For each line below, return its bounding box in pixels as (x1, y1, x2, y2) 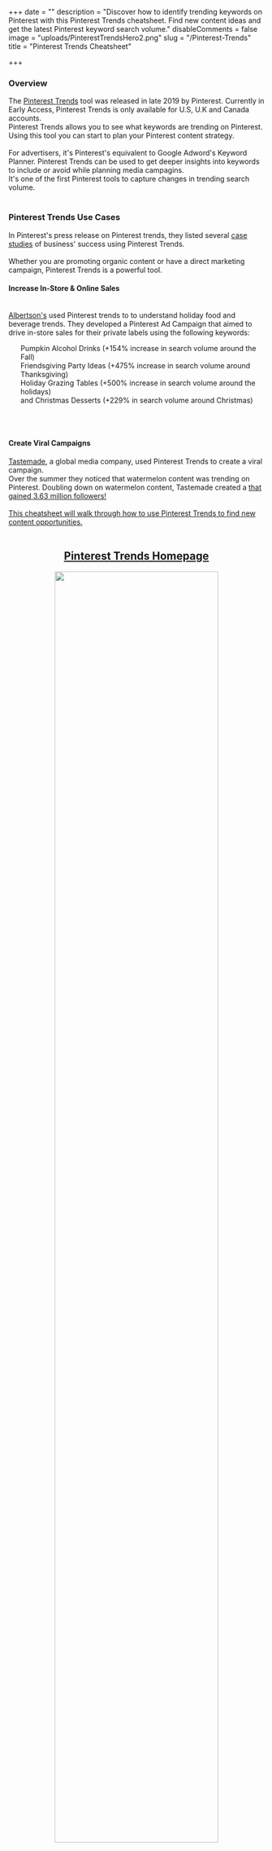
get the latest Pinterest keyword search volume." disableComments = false (8, 24, 258, 33)
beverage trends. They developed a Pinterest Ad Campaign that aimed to (8, 319, 253, 328)
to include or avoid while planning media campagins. (8, 165, 184, 175)
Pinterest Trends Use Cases (8, 212, 120, 223)
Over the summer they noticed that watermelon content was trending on (8, 474, 250, 483)
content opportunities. (8, 517, 83, 526)
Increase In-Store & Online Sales (8, 284, 120, 293)
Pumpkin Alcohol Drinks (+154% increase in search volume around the (19, 343, 257, 353)
